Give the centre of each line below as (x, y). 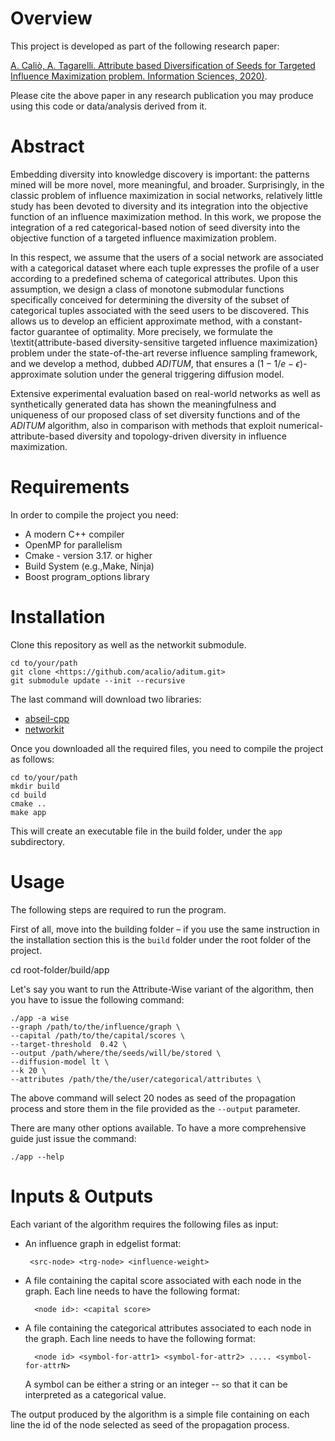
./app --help (37, 1157)
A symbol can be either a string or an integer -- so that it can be (156, 1384)
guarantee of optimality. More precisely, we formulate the (155, 331)
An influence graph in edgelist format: (103, 1243)
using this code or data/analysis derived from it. (109, 106)
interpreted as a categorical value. (95, 1394)
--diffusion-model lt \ (60, 1062)
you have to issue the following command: (97, 999)
